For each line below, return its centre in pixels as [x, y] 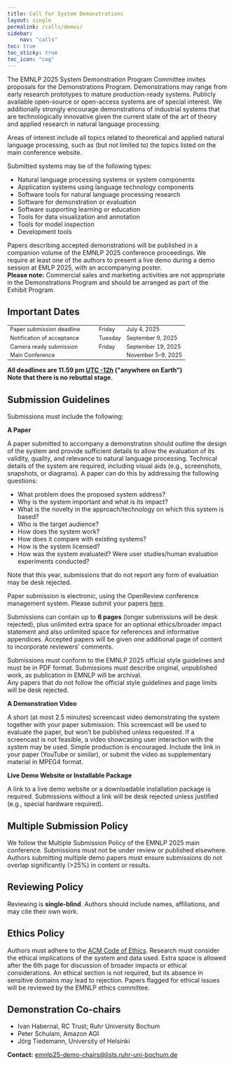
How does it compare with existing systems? [82, 539]
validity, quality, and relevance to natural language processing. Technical [112, 459]
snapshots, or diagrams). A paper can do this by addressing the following [113, 473]
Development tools [44, 231]
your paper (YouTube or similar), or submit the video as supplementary [109, 754]
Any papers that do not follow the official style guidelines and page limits [112, 683]
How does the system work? [58, 532]
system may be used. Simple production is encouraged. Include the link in [114, 747]
